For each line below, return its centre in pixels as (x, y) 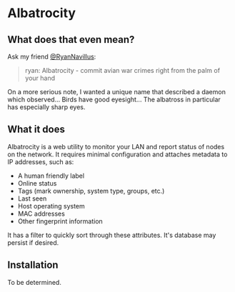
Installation (33, 265)
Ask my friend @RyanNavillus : (52, 56)
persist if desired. (33, 242)
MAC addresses (41, 213)
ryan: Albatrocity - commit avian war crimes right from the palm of (122, 70)
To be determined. (35, 282)
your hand (40, 78)
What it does (36, 130)
